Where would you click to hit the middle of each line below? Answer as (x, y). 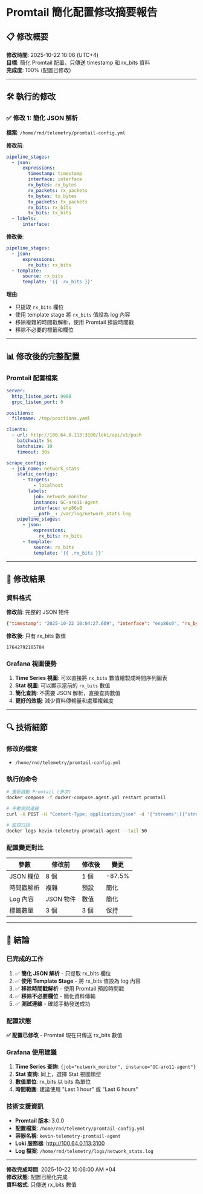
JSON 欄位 (24, 876)
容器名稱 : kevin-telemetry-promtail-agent (68, 1136)
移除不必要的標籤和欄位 (44, 330)
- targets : (36, 480)
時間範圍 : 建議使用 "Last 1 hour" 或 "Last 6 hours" (77, 1089)
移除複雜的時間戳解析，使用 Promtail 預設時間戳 (74, 322)
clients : (17, 430)
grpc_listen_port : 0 (37, 402)
